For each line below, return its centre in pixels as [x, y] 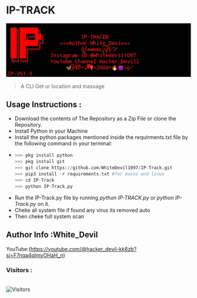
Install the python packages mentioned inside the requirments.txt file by [101, 137]
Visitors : [19, 270]
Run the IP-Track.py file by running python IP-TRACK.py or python [94, 198]
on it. [43, 204]
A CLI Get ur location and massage [62, 86]
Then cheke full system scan [49, 216]
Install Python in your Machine [51, 131]
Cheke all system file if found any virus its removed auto [82, 210]
